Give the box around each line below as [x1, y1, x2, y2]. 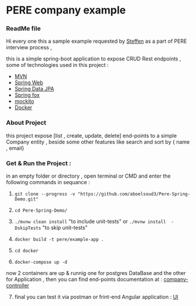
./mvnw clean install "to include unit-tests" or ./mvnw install [14, 218, 167, 225]
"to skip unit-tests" [42, 224, 88, 232]
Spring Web [14, 79, 43, 86]
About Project [6, 118, 47, 127]
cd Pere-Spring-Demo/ [14, 208, 67, 214]
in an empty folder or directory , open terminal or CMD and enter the [6, 172, 171, 179]
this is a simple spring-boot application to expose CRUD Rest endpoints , [6, 55, 181, 62]
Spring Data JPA [14, 86, 54, 93]
